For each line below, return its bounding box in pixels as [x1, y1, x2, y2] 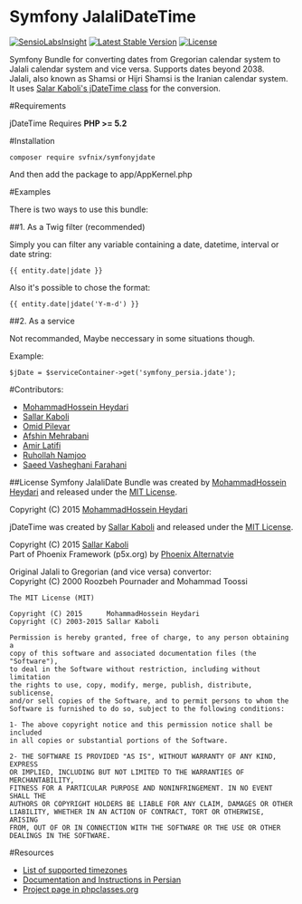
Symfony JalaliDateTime [9, 6, 196, 27]
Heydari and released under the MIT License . [9, 486, 178, 497]
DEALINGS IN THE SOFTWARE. [9, 831, 111, 840]
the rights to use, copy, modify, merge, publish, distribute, [9, 680, 253, 689]
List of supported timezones [22, 864, 128, 875]
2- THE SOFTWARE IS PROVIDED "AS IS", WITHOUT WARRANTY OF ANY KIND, [9, 752, 278, 761]
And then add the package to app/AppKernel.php [9, 168, 193, 179]
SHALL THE [9, 791, 47, 801]
